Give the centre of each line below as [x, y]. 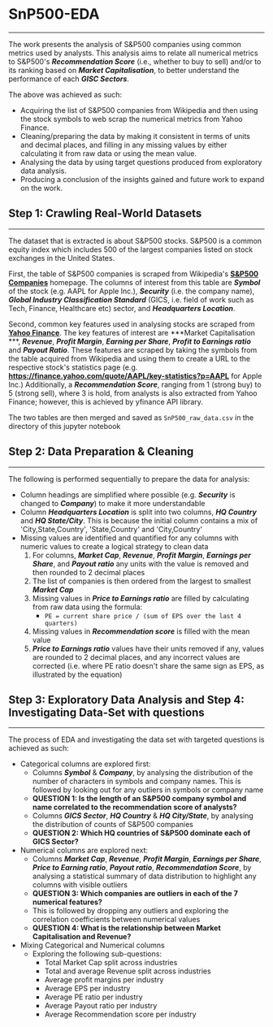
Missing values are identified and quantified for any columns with [129, 538]
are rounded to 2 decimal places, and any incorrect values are [136, 657]
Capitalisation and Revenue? [82, 937]
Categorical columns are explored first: [85, 764]
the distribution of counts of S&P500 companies [113, 825]
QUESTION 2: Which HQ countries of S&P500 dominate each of [141, 833]
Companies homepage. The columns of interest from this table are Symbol [134, 282]
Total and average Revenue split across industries [128, 971]
